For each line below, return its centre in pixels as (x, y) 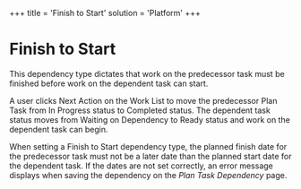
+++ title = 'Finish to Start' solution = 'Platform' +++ (105, 13)
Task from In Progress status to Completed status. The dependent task (140, 110)
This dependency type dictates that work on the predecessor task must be (147, 73)
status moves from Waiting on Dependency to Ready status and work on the (150, 119)
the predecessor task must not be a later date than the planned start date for (150, 156)
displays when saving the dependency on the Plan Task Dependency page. (148, 175)
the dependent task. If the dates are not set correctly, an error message (141, 166)
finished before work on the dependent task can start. (109, 83)
